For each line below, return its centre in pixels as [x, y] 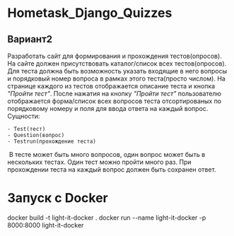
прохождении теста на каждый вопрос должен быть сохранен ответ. [112, 170]
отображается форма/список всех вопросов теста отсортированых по [115, 101]
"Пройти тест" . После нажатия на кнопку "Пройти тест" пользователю [114, 94]
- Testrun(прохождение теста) [52, 141]
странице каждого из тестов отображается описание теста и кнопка [111, 86]
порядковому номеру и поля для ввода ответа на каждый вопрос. [108, 108]
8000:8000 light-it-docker [46, 225]
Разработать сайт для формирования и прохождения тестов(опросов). [115, 56]
